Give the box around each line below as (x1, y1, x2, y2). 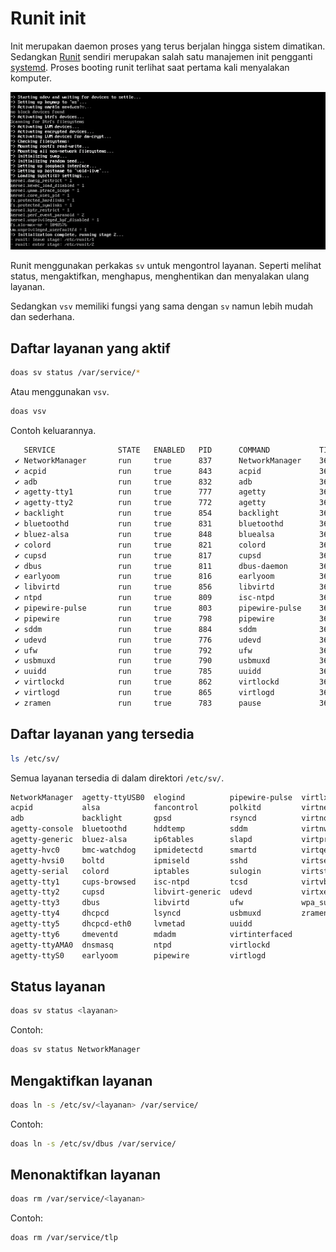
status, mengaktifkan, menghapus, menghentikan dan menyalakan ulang (10, 270, 310, 282)
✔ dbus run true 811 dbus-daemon (14, 561, 288, 571)
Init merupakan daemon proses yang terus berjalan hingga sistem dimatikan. (10, 40, 326, 52)
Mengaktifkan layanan (10, 1072, 153, 1089)
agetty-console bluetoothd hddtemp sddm (10, 824, 248, 834)
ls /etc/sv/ (10, 753, 60, 764)
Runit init (10, 7, 87, 30)
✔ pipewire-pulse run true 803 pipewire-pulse (14, 603, 302, 614)
